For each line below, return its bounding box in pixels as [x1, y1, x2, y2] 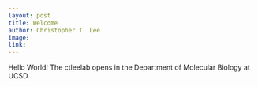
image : [8, 33, 30, 42]
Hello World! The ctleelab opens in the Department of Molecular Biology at [8, 62, 250, 72]
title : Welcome [8, 19, 58, 27]
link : [8, 41, 26, 49]
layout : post [8, 11, 51, 20]
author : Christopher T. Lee [8, 26, 101, 34]
